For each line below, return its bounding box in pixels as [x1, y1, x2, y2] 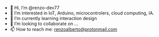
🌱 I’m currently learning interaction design [10, 15, 97, 21]
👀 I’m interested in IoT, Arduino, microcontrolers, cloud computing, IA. [10, 10, 154, 16]
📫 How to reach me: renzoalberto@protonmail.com [10, 26, 117, 32]
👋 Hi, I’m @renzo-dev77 [10, 5, 59, 10]
